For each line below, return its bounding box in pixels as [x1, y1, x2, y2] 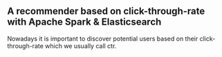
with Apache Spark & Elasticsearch [7, 16, 162, 28]
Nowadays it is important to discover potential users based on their [7, 34, 198, 43]
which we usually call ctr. [44, 41, 117, 50]
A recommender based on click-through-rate [7, 5, 205, 17]
